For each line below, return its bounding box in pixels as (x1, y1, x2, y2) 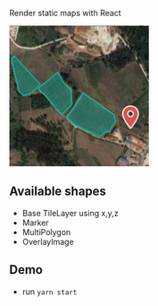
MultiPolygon (21, 226, 71, 237)
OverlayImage (21, 236, 74, 247)
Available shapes (9, 184, 107, 199)
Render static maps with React (9, 8, 122, 18)
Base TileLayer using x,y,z (21, 207, 119, 218)
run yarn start (21, 286, 78, 297)
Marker (21, 217, 49, 228)
